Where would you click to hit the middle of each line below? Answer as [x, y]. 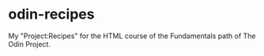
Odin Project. [30, 44]
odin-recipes [51, 14]
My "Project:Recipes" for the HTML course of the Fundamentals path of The [132, 36]
